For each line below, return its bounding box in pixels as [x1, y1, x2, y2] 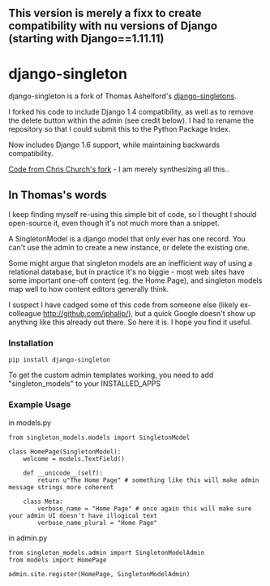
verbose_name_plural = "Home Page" [37, 519, 158, 527]
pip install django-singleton [8, 356, 111, 364]
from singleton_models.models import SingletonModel [8, 433, 191, 441]
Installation [8, 337, 54, 349]
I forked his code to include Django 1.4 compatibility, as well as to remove [8, 107, 254, 117]
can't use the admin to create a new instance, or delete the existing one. [8, 243, 250, 253]
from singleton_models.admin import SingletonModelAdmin [8, 549, 205, 557]
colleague [8, 309, 42, 319]
